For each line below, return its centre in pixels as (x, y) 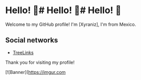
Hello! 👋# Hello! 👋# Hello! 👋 (63, 10)
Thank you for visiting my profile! (40, 62)
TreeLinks (23, 52)
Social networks (32, 40)
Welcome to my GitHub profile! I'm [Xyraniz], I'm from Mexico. (71, 24)
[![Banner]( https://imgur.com (36, 72)
